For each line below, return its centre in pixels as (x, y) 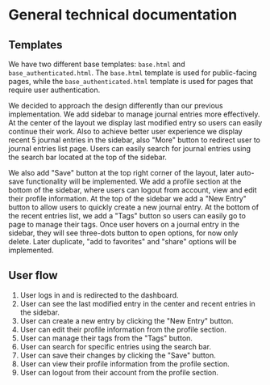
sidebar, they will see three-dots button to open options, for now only (123, 233)
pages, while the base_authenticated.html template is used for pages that (131, 81)
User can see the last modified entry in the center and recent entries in (137, 303)
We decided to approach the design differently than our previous (116, 106)
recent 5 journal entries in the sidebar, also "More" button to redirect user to (134, 140)
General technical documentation (123, 15)
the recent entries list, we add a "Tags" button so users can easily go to (127, 216)
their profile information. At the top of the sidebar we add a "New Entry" (128, 199)
